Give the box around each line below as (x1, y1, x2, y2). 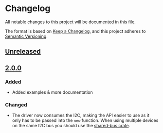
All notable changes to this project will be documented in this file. (5, 19, 136, 25)
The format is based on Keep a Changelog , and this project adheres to (5, 28, 146, 34)
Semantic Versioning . (5, 33, 48, 39)
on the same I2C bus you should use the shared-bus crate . (12, 123, 130, 129)
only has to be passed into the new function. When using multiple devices (12, 118, 159, 123)
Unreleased (5, 47, 41, 56)
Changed (5, 101, 28, 108)
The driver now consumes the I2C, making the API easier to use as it (12, 112, 150, 118)
